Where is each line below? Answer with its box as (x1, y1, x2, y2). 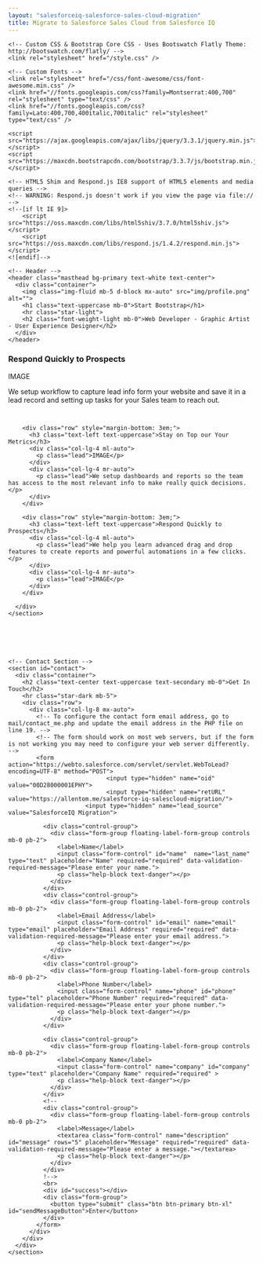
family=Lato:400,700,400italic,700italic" (8, 109, 149, 117)
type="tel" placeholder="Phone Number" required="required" (8, 994, 209, 1002)
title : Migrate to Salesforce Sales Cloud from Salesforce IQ (8, 19, 215, 27)
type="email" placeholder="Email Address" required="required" (8, 925, 219, 933)
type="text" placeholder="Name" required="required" (8, 856, 184, 864)
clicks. (222, 547, 247, 556)
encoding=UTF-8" (8, 767, 61, 776)
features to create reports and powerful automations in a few (8, 547, 219, 556)
